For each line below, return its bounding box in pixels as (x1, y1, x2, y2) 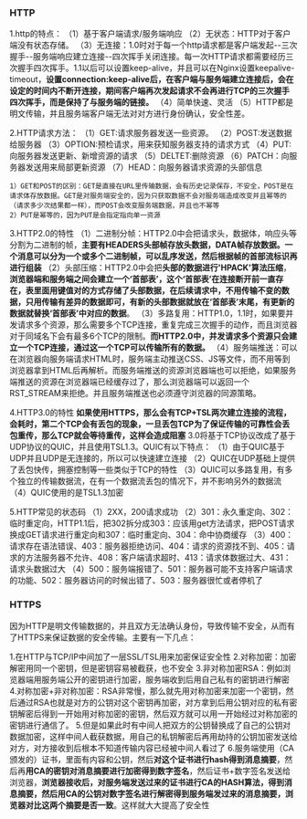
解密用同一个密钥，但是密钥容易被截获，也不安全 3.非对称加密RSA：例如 (9, 662, 283, 673)
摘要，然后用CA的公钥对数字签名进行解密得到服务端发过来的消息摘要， (16, 788, 286, 799)
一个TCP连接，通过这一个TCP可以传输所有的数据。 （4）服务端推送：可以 (16, 342, 298, 353)
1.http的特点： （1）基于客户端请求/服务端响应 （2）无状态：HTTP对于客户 (9, 28, 291, 39)
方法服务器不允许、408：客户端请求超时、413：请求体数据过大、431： (25, 552, 292, 563)
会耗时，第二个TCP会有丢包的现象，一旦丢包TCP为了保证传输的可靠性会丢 (9, 418, 291, 430)
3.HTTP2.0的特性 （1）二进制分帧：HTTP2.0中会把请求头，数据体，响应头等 (9, 228, 297, 239)
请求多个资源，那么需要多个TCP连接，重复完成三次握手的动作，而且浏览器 (16, 320, 298, 331)
